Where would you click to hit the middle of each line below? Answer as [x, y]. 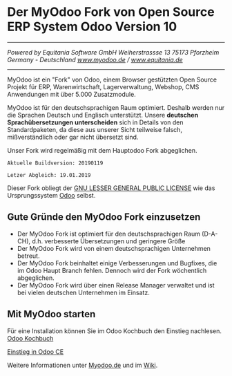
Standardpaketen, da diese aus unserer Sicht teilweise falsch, [95, 129]
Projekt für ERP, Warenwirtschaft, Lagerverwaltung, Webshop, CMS [103, 86]
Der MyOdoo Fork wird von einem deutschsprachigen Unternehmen [114, 248]
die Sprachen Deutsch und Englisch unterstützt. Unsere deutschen [103, 115]
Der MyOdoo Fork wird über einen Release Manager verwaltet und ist [116, 285]
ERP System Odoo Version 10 [92, 27]
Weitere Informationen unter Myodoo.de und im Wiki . [83, 365]
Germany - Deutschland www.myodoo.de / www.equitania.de [95, 59]
